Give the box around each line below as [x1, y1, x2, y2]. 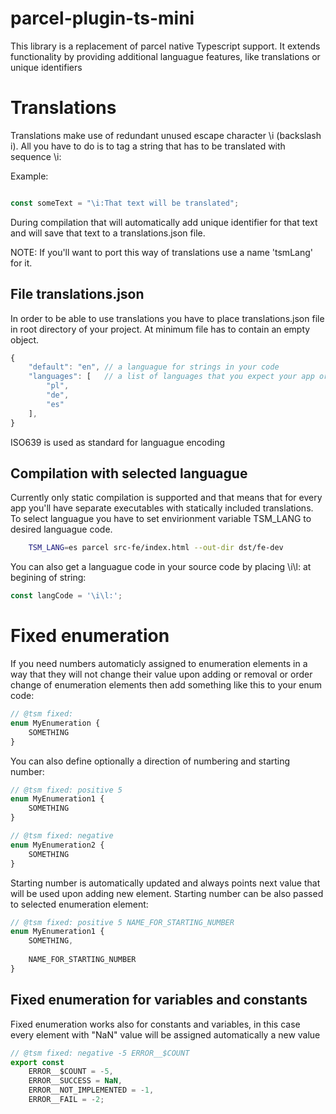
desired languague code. [10, 523, 113, 536]
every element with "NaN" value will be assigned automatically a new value [10, 1028, 321, 1041]
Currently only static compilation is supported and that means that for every [10, 492, 323, 504]
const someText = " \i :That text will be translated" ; [10, 198, 240, 208]
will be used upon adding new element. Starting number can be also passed [10, 887, 324, 899]
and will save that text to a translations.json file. [10, 227, 206, 239]
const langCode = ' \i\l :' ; [10, 591, 123, 601]
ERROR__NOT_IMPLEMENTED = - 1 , [28, 1085, 155, 1096]
